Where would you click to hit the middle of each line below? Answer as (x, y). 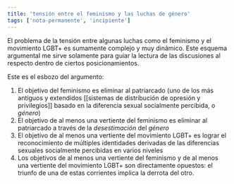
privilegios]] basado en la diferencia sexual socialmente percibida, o (116, 105)
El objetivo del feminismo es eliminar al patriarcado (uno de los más (115, 90)
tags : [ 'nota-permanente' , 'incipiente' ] (69, 20)
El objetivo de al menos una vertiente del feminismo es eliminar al (112, 120)
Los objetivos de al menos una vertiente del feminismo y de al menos (118, 158)
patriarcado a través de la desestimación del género (93, 128)
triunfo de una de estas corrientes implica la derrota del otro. (106, 173)
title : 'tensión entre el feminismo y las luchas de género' (99, 14)
